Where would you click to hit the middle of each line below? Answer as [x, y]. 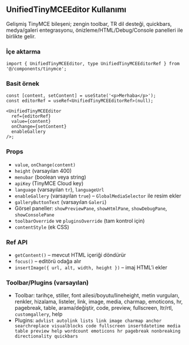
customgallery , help [38, 314]
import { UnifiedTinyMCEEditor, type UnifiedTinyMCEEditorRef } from [93, 64]
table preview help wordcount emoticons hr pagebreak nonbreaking [97, 331]
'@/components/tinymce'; [36, 69]
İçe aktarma [23, 51]
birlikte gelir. [21, 36]
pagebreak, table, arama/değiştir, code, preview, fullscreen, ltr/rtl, [94, 308]
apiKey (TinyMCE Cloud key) [49, 183]
